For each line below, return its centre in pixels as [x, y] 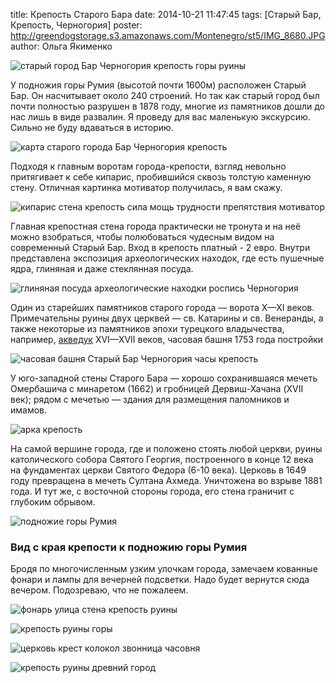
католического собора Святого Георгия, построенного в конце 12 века [162, 459]
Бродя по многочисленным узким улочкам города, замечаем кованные [164, 569]
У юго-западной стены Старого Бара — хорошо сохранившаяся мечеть [164, 378]
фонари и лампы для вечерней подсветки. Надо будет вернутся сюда [160, 580]
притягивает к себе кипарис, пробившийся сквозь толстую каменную [161, 177]
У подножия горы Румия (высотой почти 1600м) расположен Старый [158, 85]
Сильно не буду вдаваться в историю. [92, 127]
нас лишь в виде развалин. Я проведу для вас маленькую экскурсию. [160, 117]
